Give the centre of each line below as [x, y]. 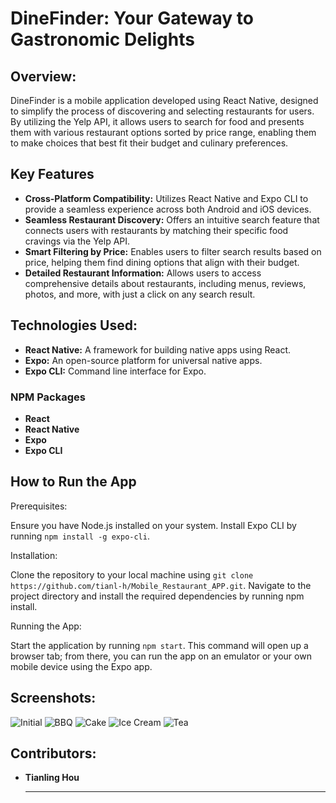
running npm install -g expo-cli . [80, 536]
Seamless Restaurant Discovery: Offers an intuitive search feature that [172, 219]
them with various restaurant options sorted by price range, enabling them [163, 132]
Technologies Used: [74, 325]
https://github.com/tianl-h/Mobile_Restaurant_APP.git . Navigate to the [161, 585]
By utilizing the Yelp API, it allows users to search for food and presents [157, 121]
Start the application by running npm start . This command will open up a [159, 645]
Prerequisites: [39, 506]
